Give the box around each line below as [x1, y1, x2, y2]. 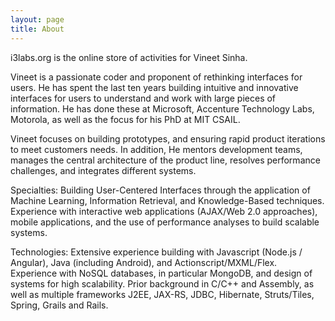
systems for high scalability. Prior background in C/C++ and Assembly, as [10, 277, 315, 290]
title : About [10, 24, 65, 34]
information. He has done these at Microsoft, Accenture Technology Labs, [10, 102, 315, 115]
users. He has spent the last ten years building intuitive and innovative [10, 81, 299, 93]
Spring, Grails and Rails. [10, 299, 109, 311]
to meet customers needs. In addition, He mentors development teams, [10, 143, 303, 155]
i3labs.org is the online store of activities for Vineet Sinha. [10, 51, 248, 63]
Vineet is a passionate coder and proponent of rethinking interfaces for [10, 71, 303, 83]
